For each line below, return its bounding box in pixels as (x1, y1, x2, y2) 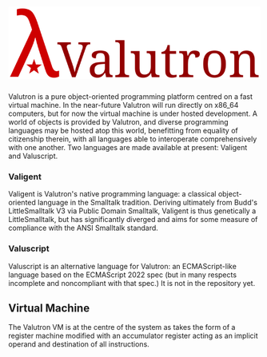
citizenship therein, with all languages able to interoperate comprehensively (8, 134, 257, 144)
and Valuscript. (8, 151, 58, 161)
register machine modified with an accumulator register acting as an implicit (8, 331, 258, 341)
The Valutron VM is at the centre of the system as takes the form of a (8, 323, 236, 332)
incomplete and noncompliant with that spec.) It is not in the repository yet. (8, 278, 256, 288)
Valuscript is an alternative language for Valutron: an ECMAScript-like (8, 261, 237, 271)
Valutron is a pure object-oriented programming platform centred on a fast (8, 92, 253, 101)
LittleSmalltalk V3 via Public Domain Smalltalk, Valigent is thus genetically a (8, 206, 257, 216)
